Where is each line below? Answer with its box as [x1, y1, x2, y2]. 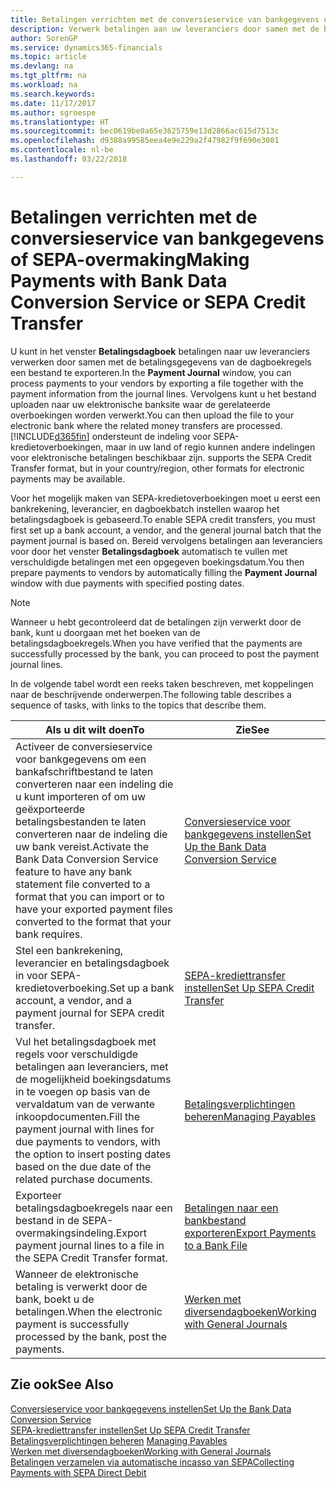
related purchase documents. [15, 1172, 153, 1186]
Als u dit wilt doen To [44, 722, 145, 736]
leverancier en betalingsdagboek [15, 956, 170, 970]
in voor [15, 968, 48, 982]
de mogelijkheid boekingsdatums [15, 1072, 172, 1086]
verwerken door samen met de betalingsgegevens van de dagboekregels [10, 356, 312, 368]
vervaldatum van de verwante [15, 1097, 156, 1111]
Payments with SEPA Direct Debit [10, 1466, 147, 1478]
